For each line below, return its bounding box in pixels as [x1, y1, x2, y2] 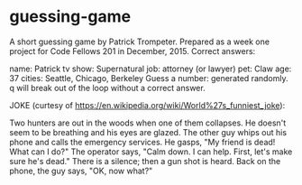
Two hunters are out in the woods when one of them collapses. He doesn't [9, 117, 287, 128]
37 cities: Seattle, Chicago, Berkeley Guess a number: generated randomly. [9, 72, 288, 83]
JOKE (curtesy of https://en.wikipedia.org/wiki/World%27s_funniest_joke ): [9, 99, 286, 110]
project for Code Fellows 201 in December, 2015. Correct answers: [9, 45, 256, 56]
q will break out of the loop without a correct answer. [9, 82, 206, 93]
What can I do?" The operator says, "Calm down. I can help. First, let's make [9, 146, 293, 157]
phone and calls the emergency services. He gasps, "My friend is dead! [9, 136, 276, 147]
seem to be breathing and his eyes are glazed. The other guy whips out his [9, 126, 287, 137]
